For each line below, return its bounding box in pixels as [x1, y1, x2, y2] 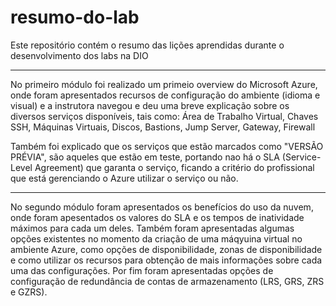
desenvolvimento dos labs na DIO [10, 49, 149, 61]
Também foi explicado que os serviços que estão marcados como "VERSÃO [10, 140, 324, 152]
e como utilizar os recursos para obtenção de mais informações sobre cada [10, 254, 323, 266]
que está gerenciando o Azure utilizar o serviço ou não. [10, 172, 239, 184]
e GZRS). [10, 286, 48, 298]
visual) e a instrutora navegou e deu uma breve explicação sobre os [10, 99, 290, 111]
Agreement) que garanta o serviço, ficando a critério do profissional [34, 161, 315, 173]
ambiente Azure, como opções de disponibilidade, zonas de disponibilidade [10, 243, 323, 255]
